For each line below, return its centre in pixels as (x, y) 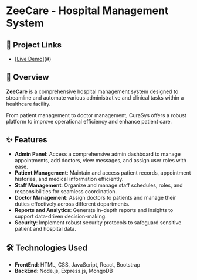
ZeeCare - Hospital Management (87, 11)
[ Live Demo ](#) (33, 59)
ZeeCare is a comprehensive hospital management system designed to (92, 91)
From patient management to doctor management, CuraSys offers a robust (96, 115)
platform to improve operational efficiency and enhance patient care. (89, 121)
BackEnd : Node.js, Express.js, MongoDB (64, 271)
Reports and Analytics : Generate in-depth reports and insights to (94, 210)
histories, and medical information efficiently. (69, 179)
